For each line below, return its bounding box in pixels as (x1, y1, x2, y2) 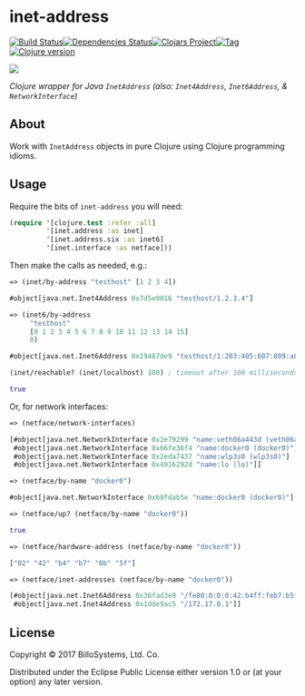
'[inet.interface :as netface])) (45, 243, 172, 253)
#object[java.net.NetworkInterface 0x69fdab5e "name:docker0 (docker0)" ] (9, 493, 295, 503)
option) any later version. (9, 676, 103, 687)
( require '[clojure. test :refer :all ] (9, 218, 156, 228)
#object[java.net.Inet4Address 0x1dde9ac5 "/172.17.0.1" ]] (13, 600, 242, 609)
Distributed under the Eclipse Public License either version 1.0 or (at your (9, 667, 282, 677)
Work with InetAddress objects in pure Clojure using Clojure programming (9, 141, 285, 152)
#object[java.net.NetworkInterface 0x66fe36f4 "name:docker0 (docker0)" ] (13, 443, 299, 453)
